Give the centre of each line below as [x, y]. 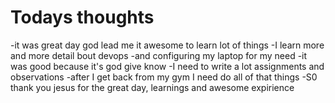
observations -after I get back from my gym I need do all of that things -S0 [164, 77]
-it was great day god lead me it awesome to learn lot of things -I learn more [167, 45]
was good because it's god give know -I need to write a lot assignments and [167, 66]
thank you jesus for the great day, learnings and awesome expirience [152, 87]
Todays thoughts [82, 17]
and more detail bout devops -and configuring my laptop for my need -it [159, 55]
